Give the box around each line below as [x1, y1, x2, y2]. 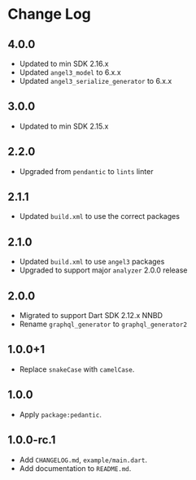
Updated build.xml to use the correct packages [19, 212, 181, 221]
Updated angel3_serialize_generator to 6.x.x [19, 76, 172, 85]
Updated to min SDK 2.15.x [19, 121, 109, 131]
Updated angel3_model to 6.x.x [19, 68, 121, 77]
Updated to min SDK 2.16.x [19, 59, 109, 68]
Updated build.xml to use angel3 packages [19, 257, 165, 267]
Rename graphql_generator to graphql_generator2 [19, 319, 188, 329]
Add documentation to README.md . [19, 463, 132, 473]
